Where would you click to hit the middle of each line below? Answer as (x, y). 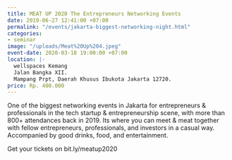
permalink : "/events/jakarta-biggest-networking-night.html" (99, 27)
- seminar (22, 40)
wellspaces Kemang (41, 66)
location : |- (26, 60)
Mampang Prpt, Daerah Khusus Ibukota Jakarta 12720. (93, 79)
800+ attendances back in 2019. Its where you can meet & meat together (114, 121)
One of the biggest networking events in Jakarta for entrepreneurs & (107, 105)
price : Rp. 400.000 (36, 86)
